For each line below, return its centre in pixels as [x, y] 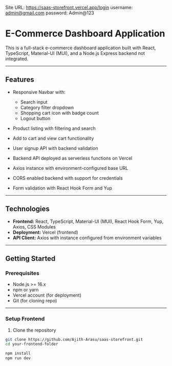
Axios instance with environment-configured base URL [70, 168]
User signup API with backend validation [55, 148]
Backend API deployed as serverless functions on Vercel [72, 158]
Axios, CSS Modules [34, 227]
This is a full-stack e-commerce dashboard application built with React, [81, 48]
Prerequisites [22, 273]
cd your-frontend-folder [32, 344]
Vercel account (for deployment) [47, 295]
